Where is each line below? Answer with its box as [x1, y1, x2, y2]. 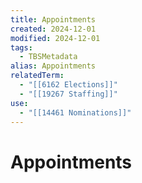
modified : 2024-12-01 [10, 33, 101, 43]
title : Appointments [10, 14, 97, 25]
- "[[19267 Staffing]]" [19, 89, 118, 99]
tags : [10, 42, 33, 53]
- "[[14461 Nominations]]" [19, 107, 132, 118]
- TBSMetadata [19, 52, 78, 62]
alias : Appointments [10, 61, 97, 71]
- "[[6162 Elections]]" [19, 80, 118, 90]
